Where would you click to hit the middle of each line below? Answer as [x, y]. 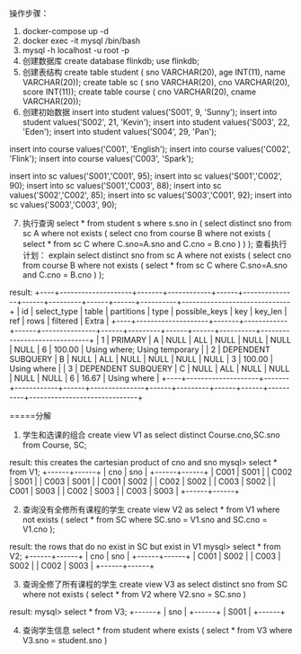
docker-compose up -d [66, 31]
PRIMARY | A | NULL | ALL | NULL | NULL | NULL [201, 340]
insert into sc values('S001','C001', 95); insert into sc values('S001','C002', [146, 176]
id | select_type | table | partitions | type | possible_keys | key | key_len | [154, 311]
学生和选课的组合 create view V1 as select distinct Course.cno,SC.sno [151, 435]
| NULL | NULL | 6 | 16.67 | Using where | [84, 378]
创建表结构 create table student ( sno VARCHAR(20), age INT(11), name [154, 72]
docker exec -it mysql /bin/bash [81, 40]
